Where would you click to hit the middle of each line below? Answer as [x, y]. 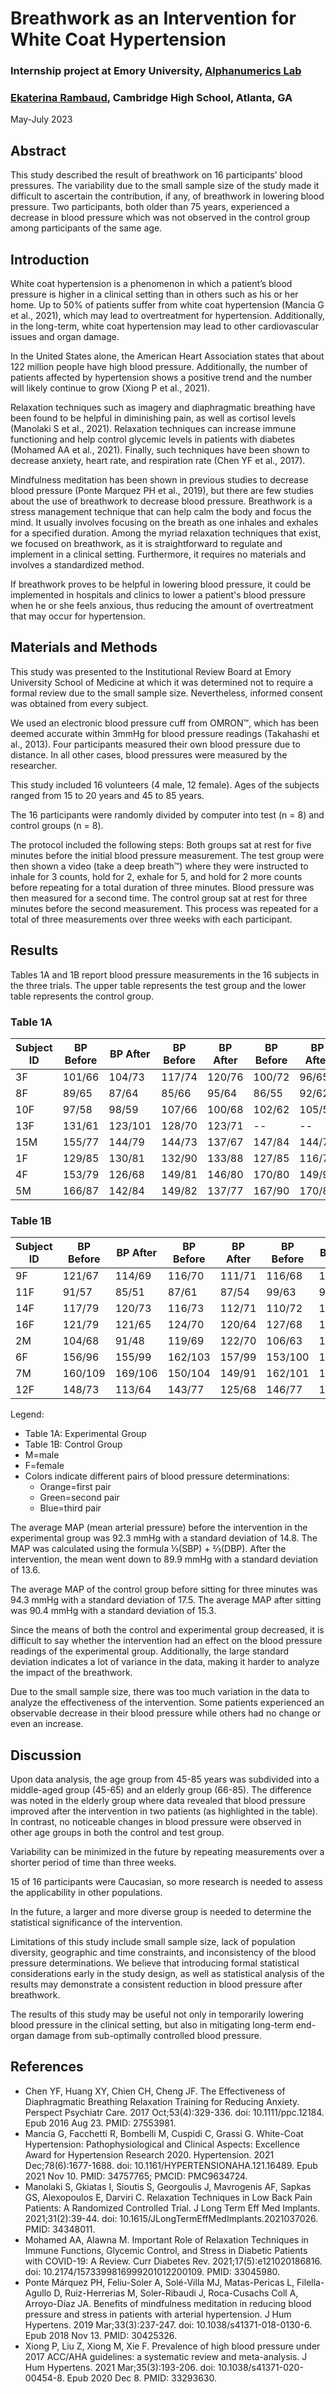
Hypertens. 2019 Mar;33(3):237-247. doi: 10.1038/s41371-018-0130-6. [168, 2324]
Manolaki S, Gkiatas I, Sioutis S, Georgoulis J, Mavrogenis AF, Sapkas [168, 2186]
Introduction [50, 259]
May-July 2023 [41, 119]
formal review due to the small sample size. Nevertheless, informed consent [166, 693]
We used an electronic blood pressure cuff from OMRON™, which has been [165, 723]
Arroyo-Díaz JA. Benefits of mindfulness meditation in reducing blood [168, 2303]
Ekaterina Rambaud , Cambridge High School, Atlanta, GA [151, 98]
